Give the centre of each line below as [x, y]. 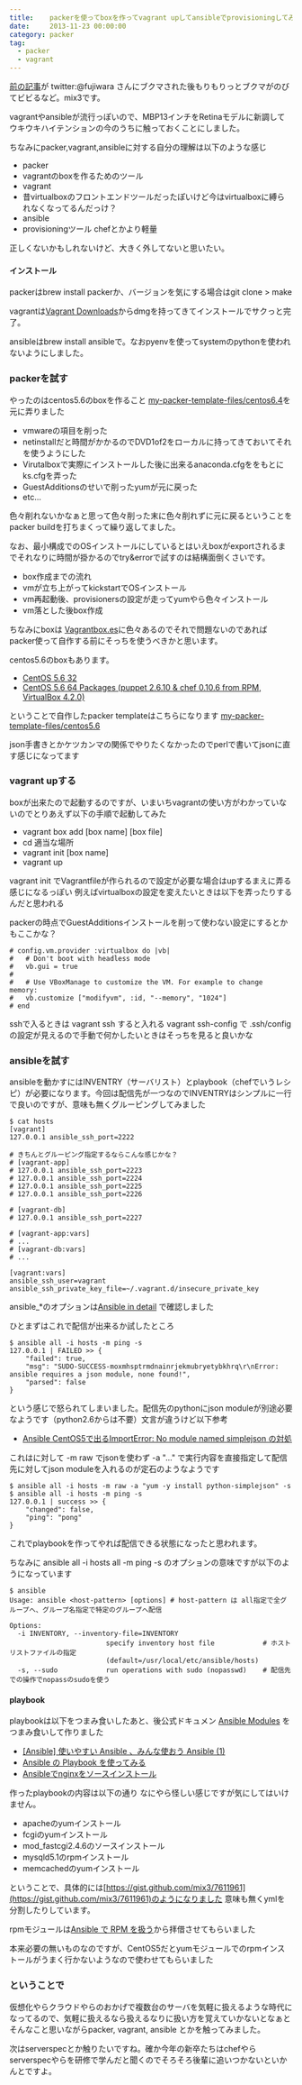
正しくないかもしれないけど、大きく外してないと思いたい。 [119, 248]
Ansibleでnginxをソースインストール [89, 1774]
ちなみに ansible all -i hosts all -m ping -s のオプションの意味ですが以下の [146, 1563]
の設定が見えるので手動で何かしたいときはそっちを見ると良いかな [131, 1035]
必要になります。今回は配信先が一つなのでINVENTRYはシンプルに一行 [162, 1093]
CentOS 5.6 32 [50, 678]
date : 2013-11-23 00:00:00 [68, 26]
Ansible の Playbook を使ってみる [84, 1762]
